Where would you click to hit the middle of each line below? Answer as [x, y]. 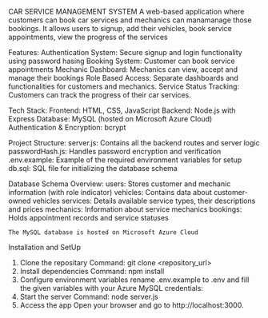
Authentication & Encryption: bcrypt [67, 127]
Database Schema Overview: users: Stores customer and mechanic [120, 184]
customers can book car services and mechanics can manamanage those [130, 20]
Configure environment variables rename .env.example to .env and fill [134, 280]
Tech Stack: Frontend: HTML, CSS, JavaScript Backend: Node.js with [122, 110]
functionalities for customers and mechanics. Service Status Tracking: [124, 86]
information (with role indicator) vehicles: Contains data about [110, 192]
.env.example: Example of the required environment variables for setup [125, 160]
